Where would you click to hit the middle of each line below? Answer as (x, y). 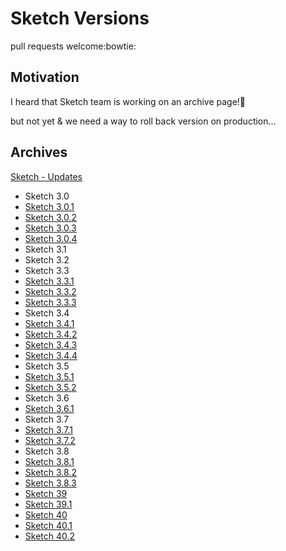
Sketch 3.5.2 (50, 387)
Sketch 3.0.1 (49, 206)
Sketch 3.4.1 (49, 323)
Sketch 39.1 (48, 504)
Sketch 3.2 (47, 259)
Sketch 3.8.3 (50, 483)
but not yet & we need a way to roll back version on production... (143, 121)
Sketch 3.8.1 (49, 461)
